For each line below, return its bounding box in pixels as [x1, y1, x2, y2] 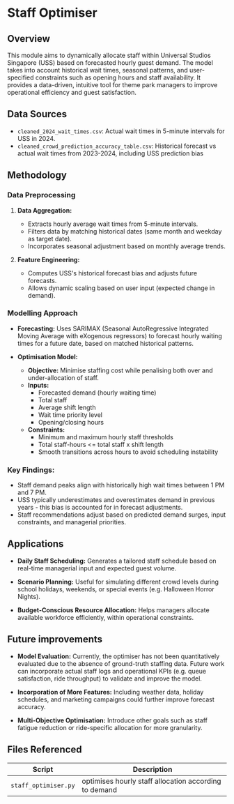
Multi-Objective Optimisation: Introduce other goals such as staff [17, 716, 208, 725]
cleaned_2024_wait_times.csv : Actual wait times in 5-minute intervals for [17, 127, 225, 135]
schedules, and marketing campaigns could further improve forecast [17, 695, 214, 704]
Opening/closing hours [38, 418, 104, 426]
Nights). [17, 592, 40, 600]
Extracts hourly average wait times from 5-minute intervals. [27, 220, 198, 228]
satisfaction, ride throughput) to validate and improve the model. [17, 674, 202, 683]
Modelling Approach [7, 308, 78, 318]
